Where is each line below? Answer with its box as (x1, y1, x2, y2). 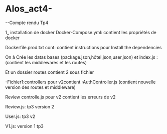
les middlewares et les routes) (25, 59, 87, 65)
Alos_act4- (5, 3, 53, 15)
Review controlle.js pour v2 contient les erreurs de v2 (5, 94, 116, 100)
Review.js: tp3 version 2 (5, 103, 54, 109)
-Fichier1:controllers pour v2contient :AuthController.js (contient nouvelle (5, 79, 156, 85)
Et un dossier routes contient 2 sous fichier (5, 69, 94, 75)
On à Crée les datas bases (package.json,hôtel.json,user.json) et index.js (5, 54, 155, 60)
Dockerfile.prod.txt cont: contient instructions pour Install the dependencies (5, 44, 162, 50)
